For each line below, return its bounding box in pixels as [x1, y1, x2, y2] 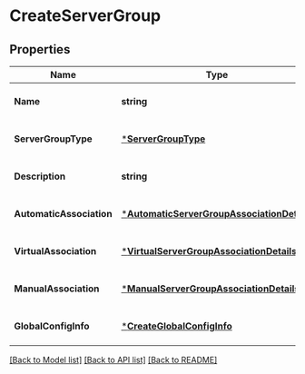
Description [14, 170, 66, 182]
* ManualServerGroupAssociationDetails [121, 282, 300, 295]
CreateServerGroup [9, 5, 162, 26]
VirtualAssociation [14, 245, 97, 257]
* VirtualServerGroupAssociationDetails [121, 245, 297, 257]
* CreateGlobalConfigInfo [121, 320, 233, 332]
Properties [9, 42, 71, 57]
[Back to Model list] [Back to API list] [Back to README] [9, 355, 218, 365]
